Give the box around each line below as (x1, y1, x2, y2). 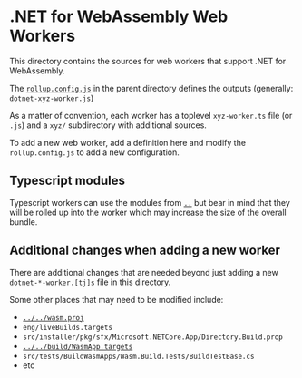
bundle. (9, 216, 38, 228)
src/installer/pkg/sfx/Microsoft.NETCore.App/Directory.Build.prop (22, 333, 283, 342)
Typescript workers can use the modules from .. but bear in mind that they (9, 197, 290, 208)
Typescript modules (9, 173, 125, 189)
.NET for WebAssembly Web (9, 6, 229, 27)
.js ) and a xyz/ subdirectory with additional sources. (9, 120, 207, 131)
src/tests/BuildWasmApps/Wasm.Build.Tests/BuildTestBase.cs (22, 352, 255, 361)
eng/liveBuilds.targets (22, 323, 113, 332)
